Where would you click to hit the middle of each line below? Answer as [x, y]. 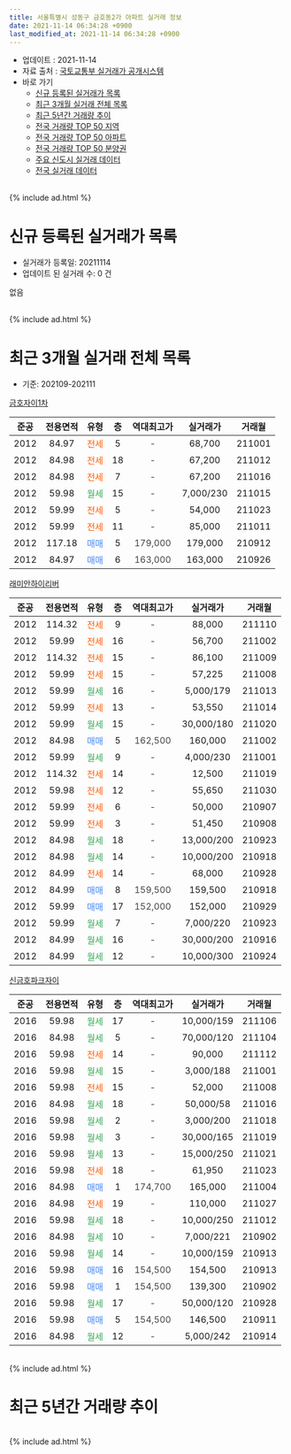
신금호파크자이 [34, 981]
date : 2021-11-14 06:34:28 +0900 [71, 26]
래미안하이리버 [34, 584]
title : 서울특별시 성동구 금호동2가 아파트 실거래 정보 [96, 17]
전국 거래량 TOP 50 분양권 [80, 149]
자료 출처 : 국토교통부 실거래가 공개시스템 [93, 71]
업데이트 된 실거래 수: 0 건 [67, 273]
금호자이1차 [29, 403]
